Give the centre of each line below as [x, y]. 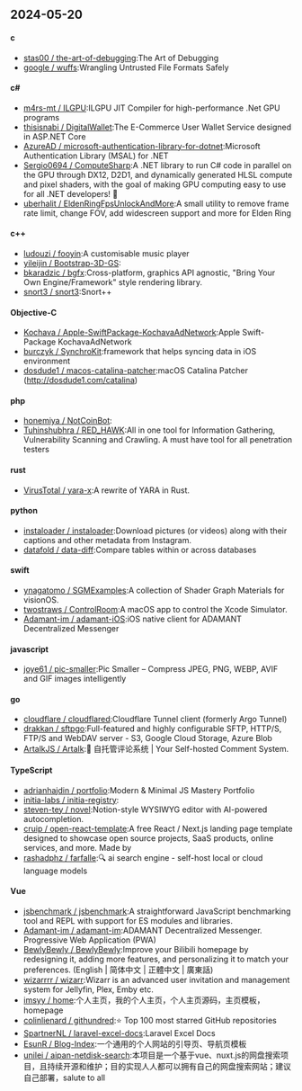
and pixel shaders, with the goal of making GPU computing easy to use [155, 184]
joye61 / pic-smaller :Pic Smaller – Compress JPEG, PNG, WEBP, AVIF [151, 669]
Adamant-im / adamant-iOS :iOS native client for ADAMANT [132, 619]
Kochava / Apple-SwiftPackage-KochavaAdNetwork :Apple [132, 333]
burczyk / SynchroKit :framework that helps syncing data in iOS [140, 352]
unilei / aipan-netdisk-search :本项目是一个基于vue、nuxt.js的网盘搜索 [152, 1055]
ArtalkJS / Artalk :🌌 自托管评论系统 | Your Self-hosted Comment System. [156, 749]
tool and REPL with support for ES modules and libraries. [128, 920]
